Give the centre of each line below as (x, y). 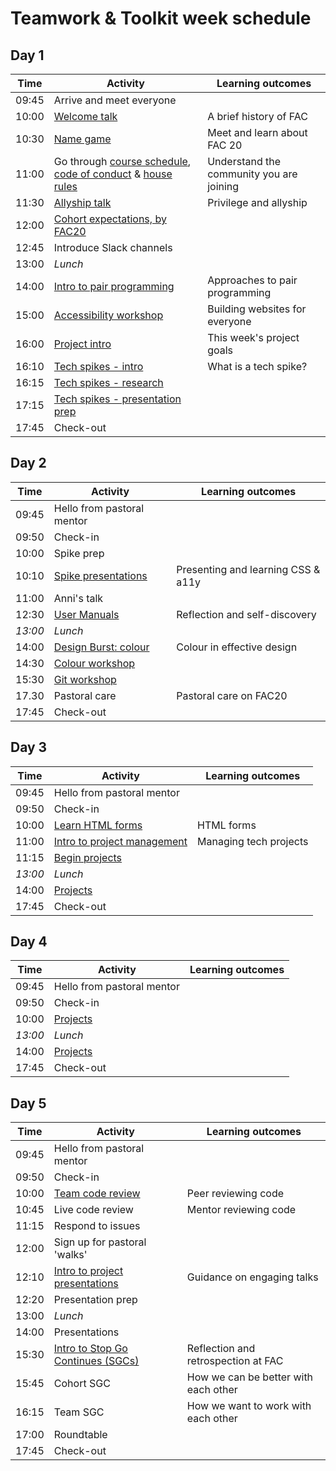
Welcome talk (85, 116)
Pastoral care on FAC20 (232, 695)
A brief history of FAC (257, 116)
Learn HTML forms (98, 825)
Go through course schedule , (122, 161)
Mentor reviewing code (241, 1210)
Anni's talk (78, 598)
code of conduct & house (113, 174)
